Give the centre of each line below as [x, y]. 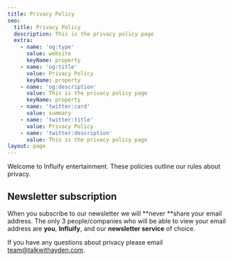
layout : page [27, 147]
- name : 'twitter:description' [66, 133]
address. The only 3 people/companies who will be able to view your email [116, 220]
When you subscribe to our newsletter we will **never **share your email [115, 213]
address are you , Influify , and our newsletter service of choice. [102, 228]
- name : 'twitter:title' [57, 119]
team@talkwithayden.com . [46, 250]
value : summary [49, 113]
